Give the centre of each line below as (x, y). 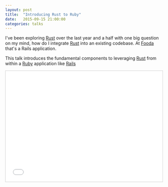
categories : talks (24, 24)
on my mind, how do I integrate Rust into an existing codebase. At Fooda (80, 43)
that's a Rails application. (31, 48)
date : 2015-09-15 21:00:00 (35, 19)
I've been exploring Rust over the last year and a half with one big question (82, 38)
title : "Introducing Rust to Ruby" (43, 14)
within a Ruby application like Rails (41, 63)
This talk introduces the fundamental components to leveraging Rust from (81, 58)
